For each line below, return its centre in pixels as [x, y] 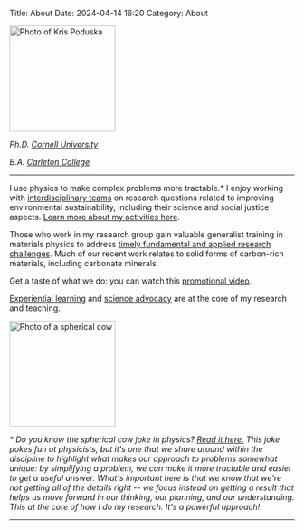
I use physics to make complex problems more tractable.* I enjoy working [146, 188]
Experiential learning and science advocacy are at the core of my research [148, 299]
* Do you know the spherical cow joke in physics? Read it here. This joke [145, 439]
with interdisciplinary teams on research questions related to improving [142, 198]
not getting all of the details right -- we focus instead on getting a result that [152, 487]
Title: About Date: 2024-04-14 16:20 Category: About [109, 13]
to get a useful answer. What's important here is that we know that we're [146, 478]
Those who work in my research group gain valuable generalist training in [146, 234]
